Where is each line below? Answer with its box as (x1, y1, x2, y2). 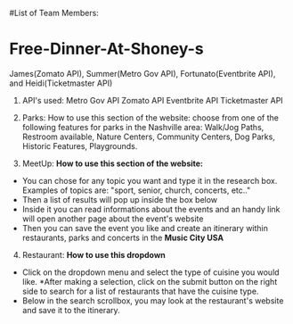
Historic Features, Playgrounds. (21, 140, 138, 151)
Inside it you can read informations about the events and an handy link (21, 204, 281, 214)
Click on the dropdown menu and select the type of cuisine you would (21, 267, 280, 278)
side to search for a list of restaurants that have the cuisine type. (21, 286, 259, 296)
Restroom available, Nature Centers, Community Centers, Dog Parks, (21, 131, 276, 142)
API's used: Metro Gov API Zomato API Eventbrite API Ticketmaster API (21, 95, 283, 105)
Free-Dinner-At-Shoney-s (9, 39, 205, 59)
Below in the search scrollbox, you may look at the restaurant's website (21, 295, 284, 306)
